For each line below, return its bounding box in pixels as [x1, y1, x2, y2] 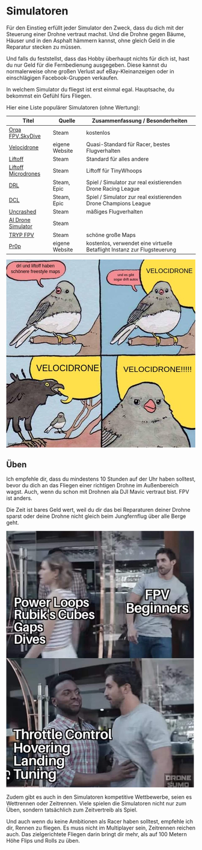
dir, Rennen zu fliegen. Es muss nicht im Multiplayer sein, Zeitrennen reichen [6, 824, 195, 831]
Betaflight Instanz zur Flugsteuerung [86, 245, 176, 253]
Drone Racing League [86, 185, 140, 192]
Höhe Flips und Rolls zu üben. [6, 837, 80, 845]
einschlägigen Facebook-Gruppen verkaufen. [6, 74, 119, 81]
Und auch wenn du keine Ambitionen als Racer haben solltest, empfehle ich [6, 818, 194, 825]
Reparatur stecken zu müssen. [6, 43, 82, 51]
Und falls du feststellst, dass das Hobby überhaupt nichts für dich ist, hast [6, 55, 189, 62]
